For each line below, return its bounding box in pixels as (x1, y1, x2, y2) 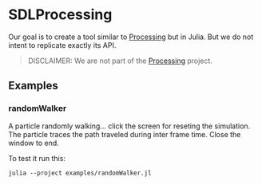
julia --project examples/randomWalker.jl (8, 169, 152, 177)
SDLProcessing (8, 6, 113, 24)
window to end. (8, 138, 60, 148)
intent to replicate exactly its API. (8, 40, 117, 49)
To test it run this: (8, 153, 66, 163)
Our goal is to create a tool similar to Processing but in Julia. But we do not (8, 32, 254, 41)
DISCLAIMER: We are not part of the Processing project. (27, 56, 213, 65)
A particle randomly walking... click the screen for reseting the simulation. (8, 121, 251, 131)
